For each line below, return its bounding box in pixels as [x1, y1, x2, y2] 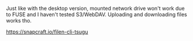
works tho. [6, 17, 32, 24]
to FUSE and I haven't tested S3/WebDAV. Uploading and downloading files [6, 11, 187, 18]
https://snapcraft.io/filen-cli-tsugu [6, 28, 88, 35]
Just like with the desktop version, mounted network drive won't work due [6, 5, 185, 12]
